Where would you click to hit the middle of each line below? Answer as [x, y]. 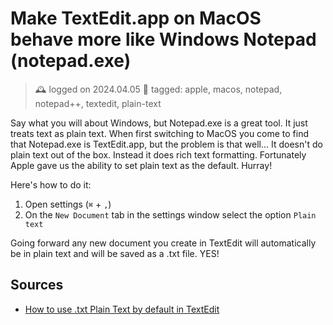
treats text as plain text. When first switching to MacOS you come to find [160, 133]
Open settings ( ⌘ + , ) [68, 204]
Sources [37, 285]
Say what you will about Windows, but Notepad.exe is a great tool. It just [159, 123]
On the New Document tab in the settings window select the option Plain [170, 214]
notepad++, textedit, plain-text [98, 103]
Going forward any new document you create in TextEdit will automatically [163, 243]
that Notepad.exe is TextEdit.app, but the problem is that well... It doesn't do [166, 144]
